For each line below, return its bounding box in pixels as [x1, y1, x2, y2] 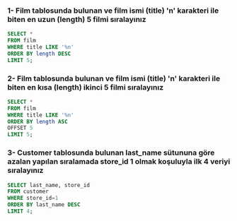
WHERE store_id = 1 [7, 195, 59, 202]
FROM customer [7, 188, 50, 196]
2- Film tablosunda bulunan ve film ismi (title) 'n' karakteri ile [7, 73, 221, 83]
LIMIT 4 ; [7, 208, 33, 215]
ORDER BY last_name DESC [7, 201, 81, 208]
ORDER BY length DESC [7, 50, 71, 57]
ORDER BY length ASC [7, 118, 69, 125]
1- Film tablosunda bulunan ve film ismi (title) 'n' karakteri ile [7, 6, 219, 16]
